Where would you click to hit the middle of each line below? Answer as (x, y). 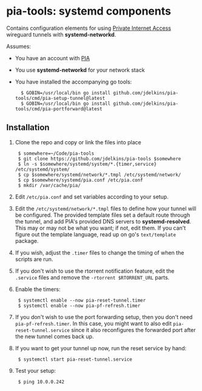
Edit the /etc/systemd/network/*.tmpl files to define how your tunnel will (106, 208)
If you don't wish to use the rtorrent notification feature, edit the (95, 271)
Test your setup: (35, 370)
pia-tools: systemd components (89, 11)
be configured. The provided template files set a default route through (103, 215)
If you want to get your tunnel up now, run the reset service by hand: (101, 348)
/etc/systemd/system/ (42, 169)
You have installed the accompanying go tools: (73, 82)
